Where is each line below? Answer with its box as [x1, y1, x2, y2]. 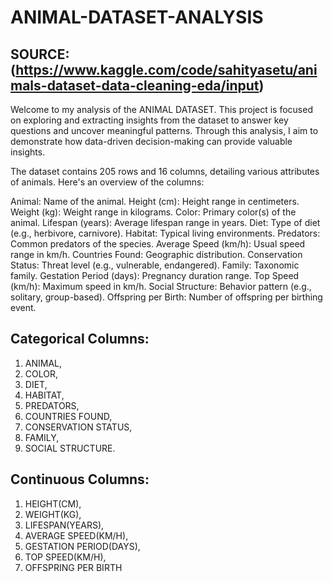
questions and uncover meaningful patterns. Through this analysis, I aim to [10, 125, 319, 136]
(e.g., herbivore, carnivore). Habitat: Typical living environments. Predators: [10, 227, 321, 239]
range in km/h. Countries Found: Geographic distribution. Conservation [10, 249, 303, 260]
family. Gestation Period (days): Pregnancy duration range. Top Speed [10, 270, 300, 281]
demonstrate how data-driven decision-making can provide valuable [10, 136, 293, 147]
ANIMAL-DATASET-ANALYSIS [10, 6, 264, 29]
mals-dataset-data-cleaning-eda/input [10, 77, 260, 94]
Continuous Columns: [10, 471, 150, 488]
